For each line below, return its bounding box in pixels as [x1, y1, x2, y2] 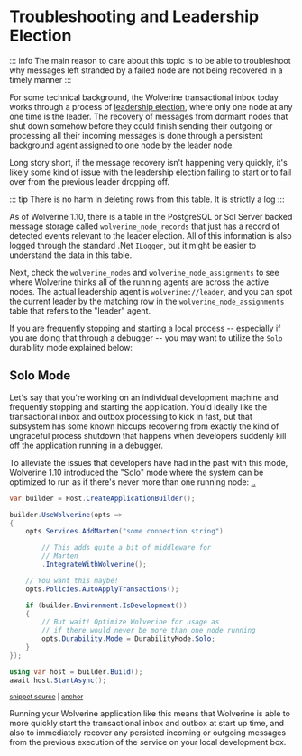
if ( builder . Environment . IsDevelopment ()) [25, 601, 188, 610]
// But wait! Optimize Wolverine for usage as [41, 617, 220, 627]
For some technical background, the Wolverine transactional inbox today [9, 92, 279, 103]
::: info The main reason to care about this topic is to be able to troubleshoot [9, 55, 291, 66]
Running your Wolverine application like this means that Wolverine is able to [9, 707, 291, 718]
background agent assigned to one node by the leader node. [9, 140, 234, 150]
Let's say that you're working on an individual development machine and [9, 392, 279, 403]
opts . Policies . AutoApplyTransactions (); [25, 584, 179, 594]
